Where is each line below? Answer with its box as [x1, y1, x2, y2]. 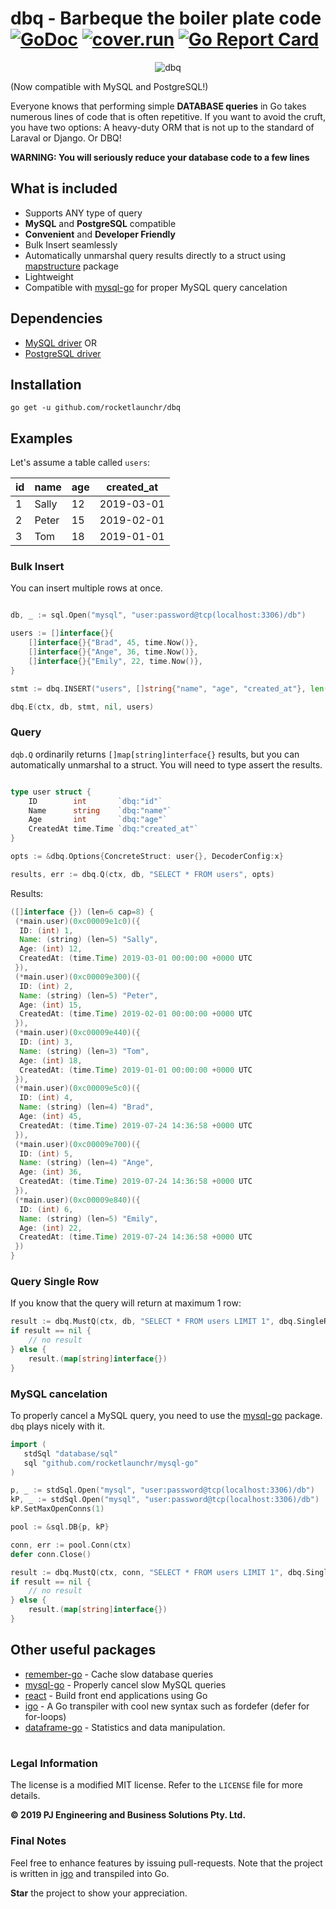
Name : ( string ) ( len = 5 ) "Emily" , [19, 1213, 159, 1224]
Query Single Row [10, 1274, 100, 1288]
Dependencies [10, 310, 103, 327]
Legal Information [10, 1756, 98, 1770]
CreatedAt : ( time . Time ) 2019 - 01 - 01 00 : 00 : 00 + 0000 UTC [19, 1065, 253, 1075]
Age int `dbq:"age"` [28, 815, 168, 825]
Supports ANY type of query [24, 207, 143, 219]
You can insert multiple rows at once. [10, 582, 163, 594]
